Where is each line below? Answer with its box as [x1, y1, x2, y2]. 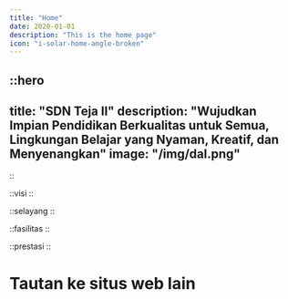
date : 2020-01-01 [9, 22, 76, 31]
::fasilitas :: [9, 223, 50, 234]
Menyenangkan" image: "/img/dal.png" [9, 147, 241, 162]
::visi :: [9, 188, 35, 199]
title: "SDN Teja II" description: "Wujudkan [9, 104, 257, 119]
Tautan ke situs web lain [9, 273, 196, 294]
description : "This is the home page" [9, 30, 157, 39]
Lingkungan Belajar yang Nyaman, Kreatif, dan [9, 132, 280, 148]
